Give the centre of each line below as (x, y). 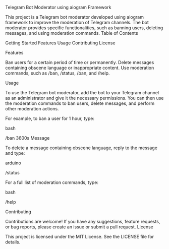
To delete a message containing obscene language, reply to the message (81, 148)
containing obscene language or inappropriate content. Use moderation (80, 68)
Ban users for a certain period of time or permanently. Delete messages (80, 62)
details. (13, 242)
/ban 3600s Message (27, 138)
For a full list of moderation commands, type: (52, 182)
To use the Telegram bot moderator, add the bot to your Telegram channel (82, 92)
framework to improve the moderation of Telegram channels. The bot (77, 22)
